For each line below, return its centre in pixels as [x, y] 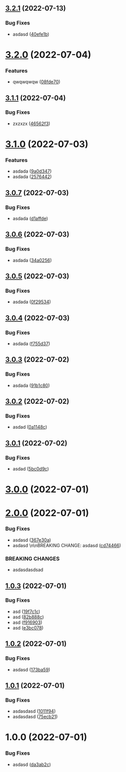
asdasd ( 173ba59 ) [31, 669]
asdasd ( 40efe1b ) [31, 34]
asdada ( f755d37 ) [31, 344]
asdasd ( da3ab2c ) [32, 764]
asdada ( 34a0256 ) [32, 260]
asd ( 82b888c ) [28, 617]
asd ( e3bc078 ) [28, 627]
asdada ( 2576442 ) [32, 177]
